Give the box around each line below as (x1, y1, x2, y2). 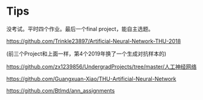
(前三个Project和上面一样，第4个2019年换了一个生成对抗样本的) (6, 50, 166, 57)
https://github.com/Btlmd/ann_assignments (6, 87, 115, 94)
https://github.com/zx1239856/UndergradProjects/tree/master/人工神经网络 (6, 63, 197, 70)
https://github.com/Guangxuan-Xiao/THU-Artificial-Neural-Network (6, 75, 177, 82)
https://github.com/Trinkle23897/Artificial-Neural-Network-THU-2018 (6, 37, 181, 45)
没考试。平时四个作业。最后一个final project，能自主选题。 (6, 25, 154, 32)
